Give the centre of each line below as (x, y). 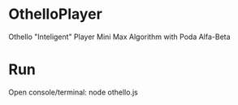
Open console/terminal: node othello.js (73, 92)
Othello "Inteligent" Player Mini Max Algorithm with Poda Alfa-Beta (119, 37)
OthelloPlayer (56, 14)
